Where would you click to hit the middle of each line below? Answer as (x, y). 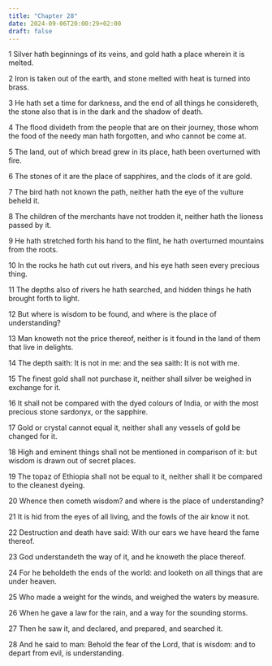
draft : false (30, 31)
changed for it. (33, 436)
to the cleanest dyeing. (47, 485)
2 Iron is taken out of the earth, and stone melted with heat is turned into (130, 79)
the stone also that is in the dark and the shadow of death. (106, 112)
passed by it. (30, 226)
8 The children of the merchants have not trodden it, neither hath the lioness (136, 217)
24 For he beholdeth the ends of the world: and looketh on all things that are (136, 573)
